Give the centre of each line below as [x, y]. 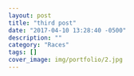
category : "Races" [39, 45]
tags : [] [23, 52]
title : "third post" [43, 23]
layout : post [30, 15]
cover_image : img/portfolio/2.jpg [66, 60]
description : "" [35, 38]
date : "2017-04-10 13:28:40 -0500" [67, 30]
